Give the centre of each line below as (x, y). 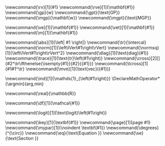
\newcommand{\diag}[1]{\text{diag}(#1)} (107, 53)
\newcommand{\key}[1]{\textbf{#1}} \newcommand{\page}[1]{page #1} (78, 122)
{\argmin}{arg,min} (24, 84)
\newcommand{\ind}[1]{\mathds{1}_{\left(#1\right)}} (58, 78)
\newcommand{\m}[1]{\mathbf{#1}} (41, 33)
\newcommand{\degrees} (132, 128)
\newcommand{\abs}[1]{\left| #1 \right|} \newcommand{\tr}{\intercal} (76, 42)
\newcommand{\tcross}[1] (121, 64)
